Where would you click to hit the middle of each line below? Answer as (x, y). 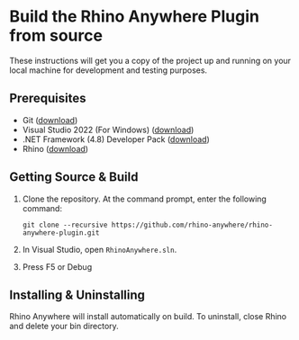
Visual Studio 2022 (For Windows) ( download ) (108, 130)
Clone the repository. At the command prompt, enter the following (145, 199)
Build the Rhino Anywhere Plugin (134, 17)
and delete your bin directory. (64, 327)
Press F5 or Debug (57, 266)
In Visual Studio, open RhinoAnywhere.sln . (100, 249)
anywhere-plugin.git (61, 233)
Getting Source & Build (74, 177)
